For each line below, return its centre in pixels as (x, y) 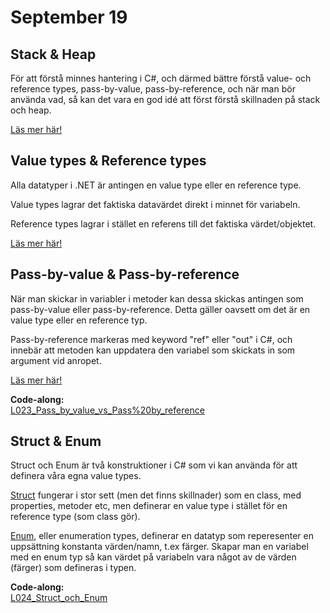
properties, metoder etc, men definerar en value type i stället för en (149, 506)
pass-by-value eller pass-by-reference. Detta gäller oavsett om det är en (160, 309)
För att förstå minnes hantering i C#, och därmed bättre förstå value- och (161, 78)
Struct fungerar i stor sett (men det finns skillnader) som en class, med (156, 495)
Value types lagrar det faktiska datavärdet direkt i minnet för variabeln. (155, 204)
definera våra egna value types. (76, 476)
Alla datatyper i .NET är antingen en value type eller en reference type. (156, 185)
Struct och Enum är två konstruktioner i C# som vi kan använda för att (154, 465)
